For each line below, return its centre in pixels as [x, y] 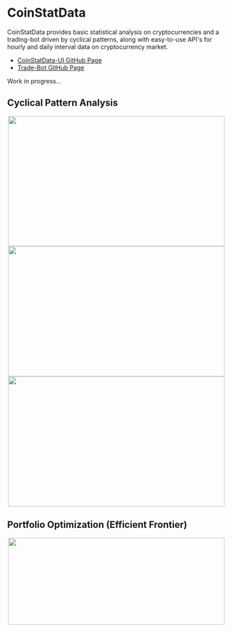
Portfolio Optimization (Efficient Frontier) [97, 525]
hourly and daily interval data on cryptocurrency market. [88, 47]
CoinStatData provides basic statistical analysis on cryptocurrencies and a [113, 32]
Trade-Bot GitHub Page [51, 67]
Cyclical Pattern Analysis [63, 103]
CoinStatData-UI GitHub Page [60, 60]
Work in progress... [34, 81]
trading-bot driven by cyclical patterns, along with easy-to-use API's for [110, 39]
